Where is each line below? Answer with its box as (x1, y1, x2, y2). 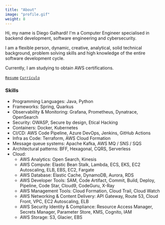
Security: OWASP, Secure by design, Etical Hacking (12, 119, 118, 125)
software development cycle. (5, 56, 65, 61)
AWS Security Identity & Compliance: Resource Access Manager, (19, 204, 153, 210)
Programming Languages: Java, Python (12, 98, 93, 104)
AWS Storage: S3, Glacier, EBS (19, 214, 83, 220)
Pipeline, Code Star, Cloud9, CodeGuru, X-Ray (19, 182, 115, 188)
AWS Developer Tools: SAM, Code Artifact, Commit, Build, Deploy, (19, 177, 156, 183)
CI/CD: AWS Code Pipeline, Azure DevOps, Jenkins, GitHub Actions (12, 130, 151, 136)
